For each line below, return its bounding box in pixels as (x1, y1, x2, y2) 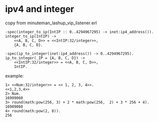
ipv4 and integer (5, 3, 74, 15)
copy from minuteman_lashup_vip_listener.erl (5, 20, 97, 26)
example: (5, 73, 24, 79)
